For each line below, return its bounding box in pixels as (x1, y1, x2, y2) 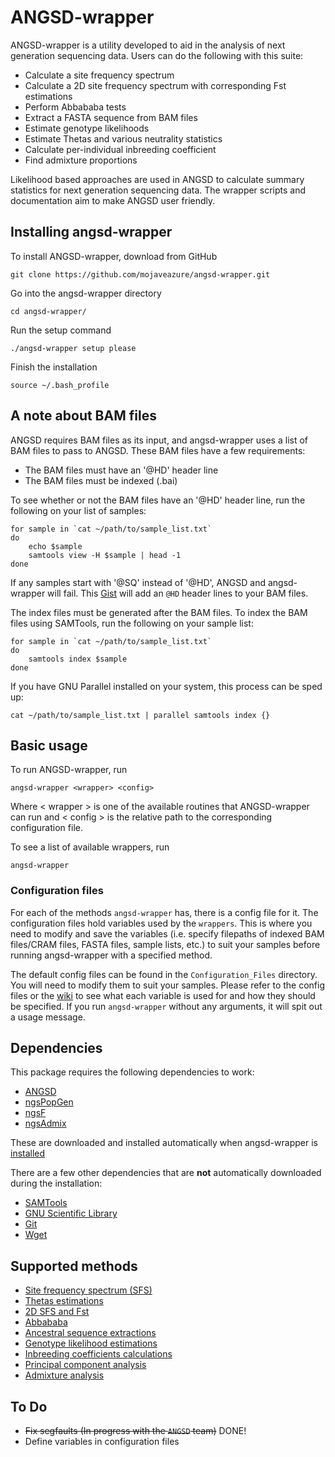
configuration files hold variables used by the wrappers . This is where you (10, 917, 313, 929)
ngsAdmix (24, 1117, 67, 1130)
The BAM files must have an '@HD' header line (24, 464, 219, 476)
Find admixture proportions (24, 154, 138, 166)
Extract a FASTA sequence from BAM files (24, 111, 198, 123)
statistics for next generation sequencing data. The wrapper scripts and (10, 184, 307, 196)
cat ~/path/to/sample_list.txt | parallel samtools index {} (10, 710, 271, 720)
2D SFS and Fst (24, 1306, 90, 1318)
